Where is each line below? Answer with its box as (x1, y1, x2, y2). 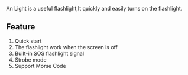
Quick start (14, 37, 42, 45)
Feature (6, 22, 35, 32)
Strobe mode (14, 56, 47, 63)
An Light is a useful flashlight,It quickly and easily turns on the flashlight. (6, 5, 183, 12)
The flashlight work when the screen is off (14, 43, 118, 50)
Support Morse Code (14, 62, 66, 69)
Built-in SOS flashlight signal (14, 50, 85, 57)
